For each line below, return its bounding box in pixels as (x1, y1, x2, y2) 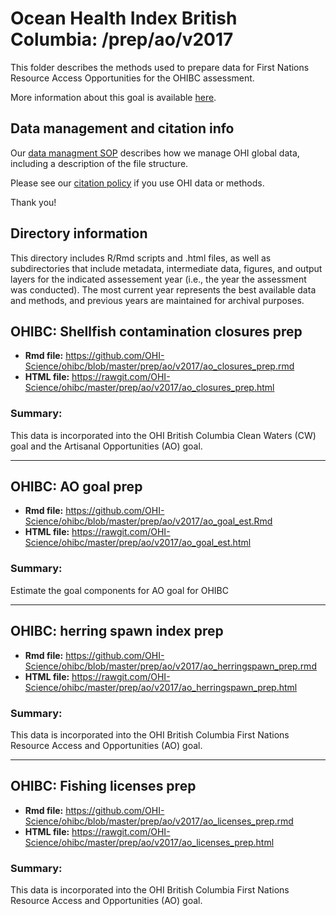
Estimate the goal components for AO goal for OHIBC (10, 584, 229, 596)
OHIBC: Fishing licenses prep (10, 778, 197, 795)
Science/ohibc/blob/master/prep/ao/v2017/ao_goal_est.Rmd (24, 515, 273, 527)
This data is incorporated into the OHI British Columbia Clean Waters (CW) (10, 429, 317, 441)
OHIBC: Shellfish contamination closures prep (10, 323, 303, 340)
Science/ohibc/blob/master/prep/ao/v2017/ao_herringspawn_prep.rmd (24, 660, 317, 672)
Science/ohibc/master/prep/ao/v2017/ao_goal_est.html (24, 537, 252, 549)
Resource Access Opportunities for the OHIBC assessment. (10, 72, 255, 84)
